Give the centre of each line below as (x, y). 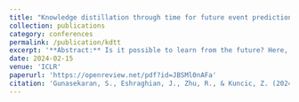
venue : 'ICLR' (36, 67)
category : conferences (51, 34)
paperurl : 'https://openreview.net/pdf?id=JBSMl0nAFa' (113, 75)
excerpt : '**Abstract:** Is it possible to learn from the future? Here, (149, 51)
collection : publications (57, 26)
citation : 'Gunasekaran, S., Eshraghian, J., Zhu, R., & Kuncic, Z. (139, 83)
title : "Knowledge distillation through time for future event (129, 17)
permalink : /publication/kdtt (65, 42)
